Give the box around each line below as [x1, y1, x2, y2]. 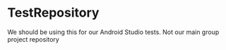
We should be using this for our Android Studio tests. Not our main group [7, 28, 220, 36]
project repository [7, 35, 60, 43]
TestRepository [7, 5, 100, 21]
